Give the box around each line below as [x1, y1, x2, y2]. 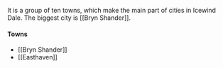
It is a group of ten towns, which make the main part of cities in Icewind [7, 6, 217, 14]
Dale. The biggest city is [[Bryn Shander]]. [7, 13, 131, 22]
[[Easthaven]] [17, 53, 58, 62]
